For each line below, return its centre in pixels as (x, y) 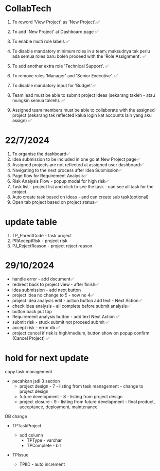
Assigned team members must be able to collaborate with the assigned (83, 110)
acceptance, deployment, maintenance (58, 407)
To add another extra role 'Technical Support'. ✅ (61, 66)
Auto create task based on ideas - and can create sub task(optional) (80, 197)
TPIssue (20, 454)
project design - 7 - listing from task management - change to (81, 386)
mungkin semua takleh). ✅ (39, 100)
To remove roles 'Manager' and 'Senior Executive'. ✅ (65, 75)
